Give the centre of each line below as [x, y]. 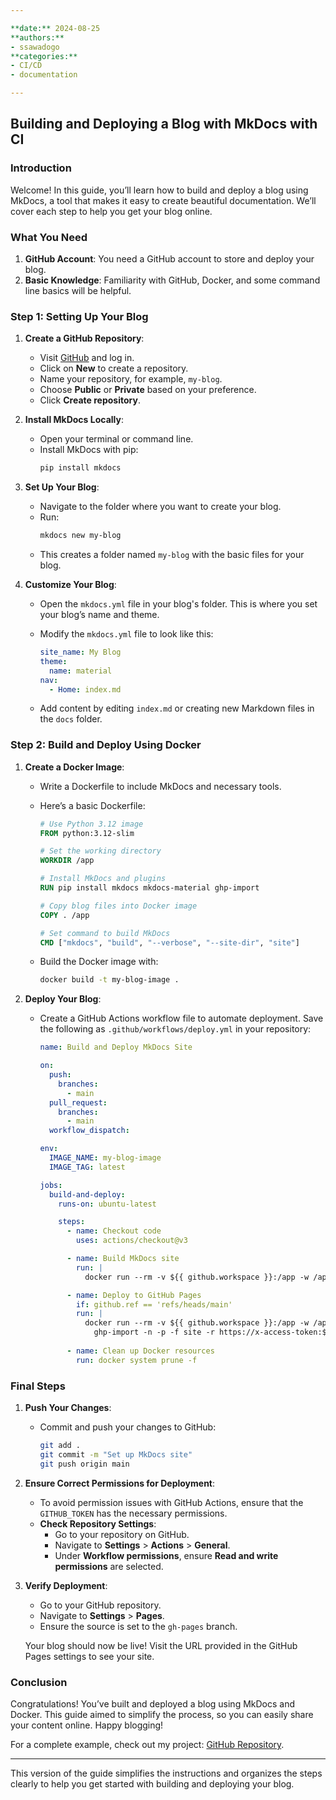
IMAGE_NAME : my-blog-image [105, 1158]
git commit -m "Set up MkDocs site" [116, 1454]
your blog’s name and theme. [99, 615]
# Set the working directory [100, 851]
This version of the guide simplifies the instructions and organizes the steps [166, 1773]
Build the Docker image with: [99, 962]
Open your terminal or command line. [116, 439]
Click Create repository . [90, 400]
